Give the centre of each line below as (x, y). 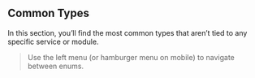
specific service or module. (53, 41)
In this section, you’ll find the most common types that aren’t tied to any (127, 32)
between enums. (56, 66)
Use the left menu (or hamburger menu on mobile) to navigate (131, 57)
